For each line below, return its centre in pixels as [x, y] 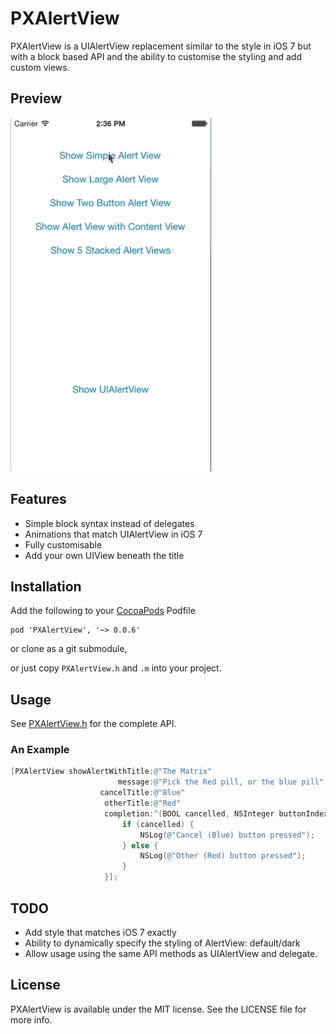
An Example [40, 750]
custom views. [40, 67]
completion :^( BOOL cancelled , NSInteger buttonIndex [216, 813]
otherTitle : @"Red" [143, 803]
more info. [31, 1019]
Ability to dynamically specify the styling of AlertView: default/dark [162, 943]
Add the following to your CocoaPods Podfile [103, 611]
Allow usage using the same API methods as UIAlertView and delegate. [171, 953]
